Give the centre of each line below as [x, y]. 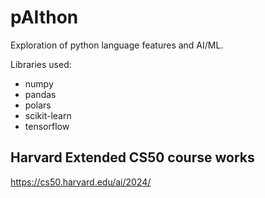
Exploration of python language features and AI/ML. [117, 45]
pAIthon [44, 17]
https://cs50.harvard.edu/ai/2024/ [81, 182]
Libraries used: [41, 64]
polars [38, 105]
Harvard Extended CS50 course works [132, 157]
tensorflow [47, 126]
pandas [40, 94]
